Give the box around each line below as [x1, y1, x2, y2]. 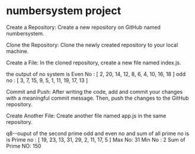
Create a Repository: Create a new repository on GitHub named [6, 24, 161, 31]
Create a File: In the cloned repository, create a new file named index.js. [6, 59, 181, 66]
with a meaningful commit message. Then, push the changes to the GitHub [6, 94, 189, 101]
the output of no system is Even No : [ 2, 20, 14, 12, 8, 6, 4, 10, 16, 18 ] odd [6, 70, 186, 77]
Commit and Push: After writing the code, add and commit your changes [6, 88, 183, 95]
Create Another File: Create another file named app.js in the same [6, 112, 167, 119]
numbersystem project [6, 4, 122, 18]
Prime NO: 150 [6, 142, 41, 149]
